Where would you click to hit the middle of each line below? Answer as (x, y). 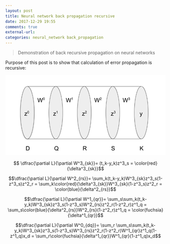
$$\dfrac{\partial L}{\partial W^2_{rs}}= (50, 178)
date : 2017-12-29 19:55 (31, 21)
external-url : (20, 32)
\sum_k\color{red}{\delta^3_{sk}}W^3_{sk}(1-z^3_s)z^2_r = (101, 184)
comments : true (21, 27)
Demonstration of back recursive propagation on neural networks (86, 53)
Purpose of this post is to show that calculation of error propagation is (79, 63)
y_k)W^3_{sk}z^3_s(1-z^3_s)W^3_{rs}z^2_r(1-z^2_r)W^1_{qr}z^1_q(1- (86, 231)
